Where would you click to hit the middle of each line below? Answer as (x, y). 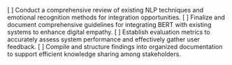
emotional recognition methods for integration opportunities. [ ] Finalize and (116, 17)
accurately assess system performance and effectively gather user (104, 39)
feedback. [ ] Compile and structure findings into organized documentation (115, 47)
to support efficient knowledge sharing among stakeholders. (94, 54)
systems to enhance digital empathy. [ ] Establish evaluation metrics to (109, 32)
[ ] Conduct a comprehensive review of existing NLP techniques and (106, 10)
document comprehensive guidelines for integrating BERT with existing (109, 25)
